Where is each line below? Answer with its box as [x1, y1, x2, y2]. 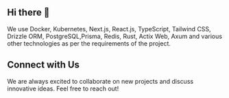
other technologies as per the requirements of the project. [7, 39, 171, 48]
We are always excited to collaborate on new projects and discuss [7, 77, 194, 85]
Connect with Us [7, 59, 80, 71]
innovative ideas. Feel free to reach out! [7, 84, 119, 93]
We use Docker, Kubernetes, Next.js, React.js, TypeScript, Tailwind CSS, [7, 24, 211, 33]
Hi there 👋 [7, 7, 50, 18]
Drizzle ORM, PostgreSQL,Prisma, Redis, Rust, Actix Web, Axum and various [7, 32, 223, 40]
